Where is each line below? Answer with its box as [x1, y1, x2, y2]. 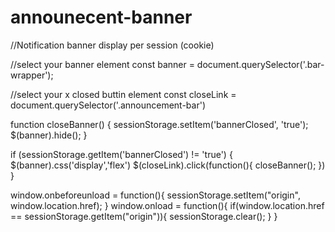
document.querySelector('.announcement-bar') [10, 99, 207, 111]
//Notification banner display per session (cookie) [10, 39, 215, 51]
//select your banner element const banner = [10, 58, 195, 70]
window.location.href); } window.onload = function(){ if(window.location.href [10, 199, 325, 211]
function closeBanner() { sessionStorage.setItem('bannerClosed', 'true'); [10, 118, 309, 130]
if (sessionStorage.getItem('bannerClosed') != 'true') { [10, 148, 233, 160]
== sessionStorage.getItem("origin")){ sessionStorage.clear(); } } [10, 210, 278, 222]
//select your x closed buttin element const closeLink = [10, 88, 237, 100]
